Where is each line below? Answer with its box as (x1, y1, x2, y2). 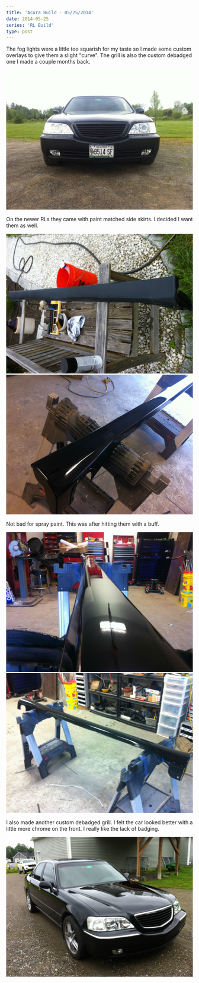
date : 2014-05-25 (6, 15, 49, 22)
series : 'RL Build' (6, 22, 54, 28)
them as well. (6, 222, 38, 229)
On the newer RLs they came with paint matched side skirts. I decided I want (6, 216, 193, 223)
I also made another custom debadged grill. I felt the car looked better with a (6, 819, 193, 826)
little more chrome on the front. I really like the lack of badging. (6, 825, 160, 833)
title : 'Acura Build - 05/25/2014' (6, 10, 94, 15)
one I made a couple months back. (6, 58, 91, 65)
